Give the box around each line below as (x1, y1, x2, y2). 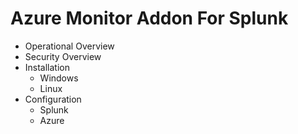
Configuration (24, 93, 82, 105)
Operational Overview (24, 40, 115, 52)
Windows (39, 72, 79, 84)
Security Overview (24, 50, 102, 62)
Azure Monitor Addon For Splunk (10, 7, 289, 30)
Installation (24, 61, 71, 73)
